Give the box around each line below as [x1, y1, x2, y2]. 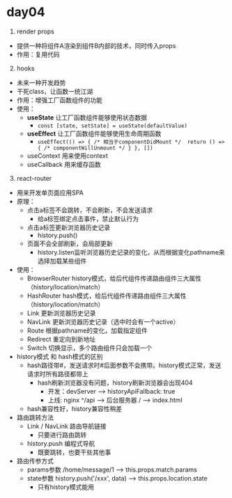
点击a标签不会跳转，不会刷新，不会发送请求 [26, 206, 153, 214]
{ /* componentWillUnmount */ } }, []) [37, 144, 154, 152]
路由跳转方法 [16, 413, 54, 421]
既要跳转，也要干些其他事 [37, 448, 111, 456]
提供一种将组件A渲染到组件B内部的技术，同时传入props [16, 41, 176, 49]
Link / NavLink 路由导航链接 [26, 421, 107, 430]
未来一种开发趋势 [16, 78, 66, 87]
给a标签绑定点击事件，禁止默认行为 [37, 214, 139, 223]
